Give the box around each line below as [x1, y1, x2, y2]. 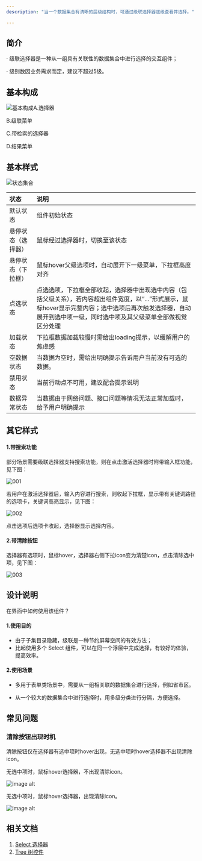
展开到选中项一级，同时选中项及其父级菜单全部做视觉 [36, 313, 188, 321]
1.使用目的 [6, 622, 32, 630]
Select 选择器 [14, 841, 49, 848]
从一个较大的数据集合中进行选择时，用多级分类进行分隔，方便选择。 [14, 694, 184, 701]
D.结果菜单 [6, 143, 33, 150]
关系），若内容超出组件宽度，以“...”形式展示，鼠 [54, 295, 188, 303]
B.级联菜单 [6, 117, 33, 124]
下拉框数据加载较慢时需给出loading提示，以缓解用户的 [36, 333, 191, 342]
